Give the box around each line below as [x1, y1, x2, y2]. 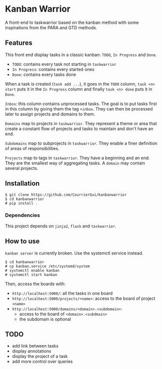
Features [5, 39, 32, 47]
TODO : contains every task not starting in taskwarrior [12, 61, 116, 67]
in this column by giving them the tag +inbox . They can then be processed [5, 106, 153, 111]
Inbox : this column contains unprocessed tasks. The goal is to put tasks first [5, 101, 157, 107]
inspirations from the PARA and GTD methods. [5, 24, 97, 30]
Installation [5, 179, 40, 188]
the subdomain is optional [19, 316, 71, 322]
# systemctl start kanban [5, 272, 57, 277]
